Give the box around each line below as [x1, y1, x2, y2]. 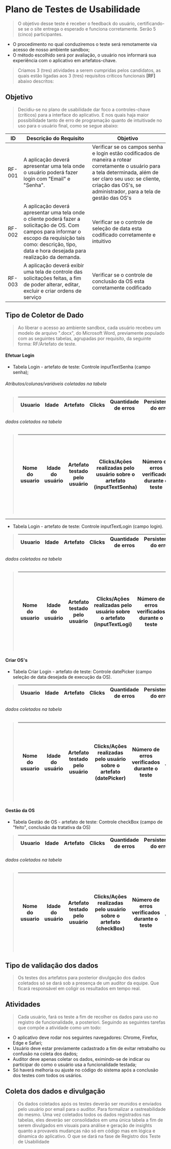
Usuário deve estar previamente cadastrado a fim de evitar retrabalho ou [12, 1045, 165, 1051]
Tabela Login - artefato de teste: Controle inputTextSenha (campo [12, 363, 151, 370]
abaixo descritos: [17, 78, 54, 84]
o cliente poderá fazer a [23, 215, 80, 222]
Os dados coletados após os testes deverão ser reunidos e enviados [17, 1101, 162, 1107]
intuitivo [92, 237, 111, 245]
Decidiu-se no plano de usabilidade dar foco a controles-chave [17, 106, 150, 113]
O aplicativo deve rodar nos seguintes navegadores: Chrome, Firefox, [12, 1034, 159, 1040]
